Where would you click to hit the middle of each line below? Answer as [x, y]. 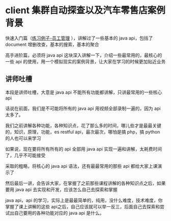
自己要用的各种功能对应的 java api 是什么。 [59, 213]
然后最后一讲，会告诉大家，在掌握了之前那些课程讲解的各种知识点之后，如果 [85, 183]
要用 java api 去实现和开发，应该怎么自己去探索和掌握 [62, 189]
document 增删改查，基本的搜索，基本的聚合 [52, 44]
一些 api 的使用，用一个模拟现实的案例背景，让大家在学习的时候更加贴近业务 [85, 61]
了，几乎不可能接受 [25, 155]
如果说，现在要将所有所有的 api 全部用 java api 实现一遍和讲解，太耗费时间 [84, 149]
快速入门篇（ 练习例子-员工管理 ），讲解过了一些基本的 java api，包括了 [79, 38]
